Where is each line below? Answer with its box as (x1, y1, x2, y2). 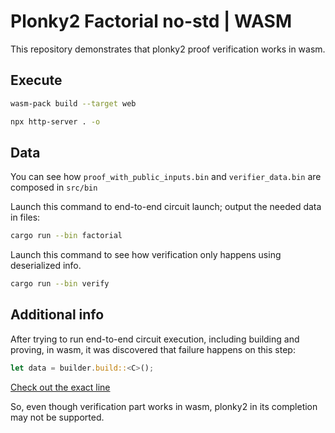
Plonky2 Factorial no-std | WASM (10, 10, 292, 33)
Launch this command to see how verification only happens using (10, 249, 282, 261)
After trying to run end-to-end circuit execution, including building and (10, 333, 300, 345)
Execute (10, 72, 63, 89)
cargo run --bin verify (10, 279, 110, 289)
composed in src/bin (10, 181, 98, 194)
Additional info (10, 306, 105, 324)
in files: (10, 211, 41, 224)
